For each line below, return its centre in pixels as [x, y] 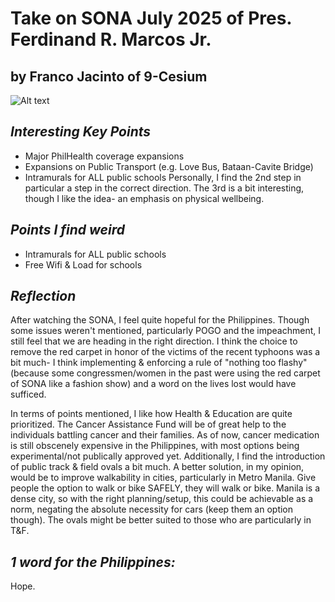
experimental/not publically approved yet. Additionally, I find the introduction [168, 456]
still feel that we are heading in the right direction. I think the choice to [154, 341]
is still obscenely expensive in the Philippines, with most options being [155, 446]
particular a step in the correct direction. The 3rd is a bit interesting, [164, 188]
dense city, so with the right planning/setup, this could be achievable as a [162, 499]
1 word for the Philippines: [93, 562]
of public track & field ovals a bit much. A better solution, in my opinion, [157, 467]
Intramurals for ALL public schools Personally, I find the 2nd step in [163, 177]
